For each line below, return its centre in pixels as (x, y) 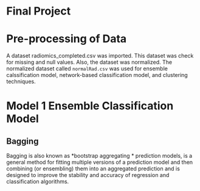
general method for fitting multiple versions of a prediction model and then (100, 163)
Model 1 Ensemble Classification (90, 106)
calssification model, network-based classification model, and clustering (97, 75)
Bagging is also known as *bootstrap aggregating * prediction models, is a (99, 156)
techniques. (21, 82)
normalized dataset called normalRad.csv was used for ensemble (87, 69)
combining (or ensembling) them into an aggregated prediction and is (93, 169)
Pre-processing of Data (67, 39)
